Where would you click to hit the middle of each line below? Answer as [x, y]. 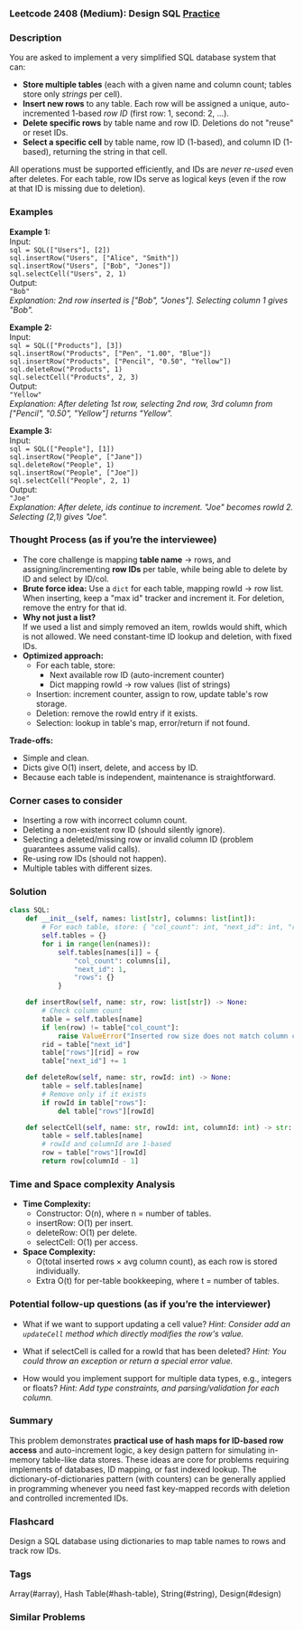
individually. [58, 1271]
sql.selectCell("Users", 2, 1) [68, 274]
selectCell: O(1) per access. [87, 1242]
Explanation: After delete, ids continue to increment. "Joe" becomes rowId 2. [151, 507]
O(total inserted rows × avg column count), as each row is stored [156, 1262]
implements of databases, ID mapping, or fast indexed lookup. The [133, 1469]
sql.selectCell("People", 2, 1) [70, 481]
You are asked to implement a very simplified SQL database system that [143, 58]
